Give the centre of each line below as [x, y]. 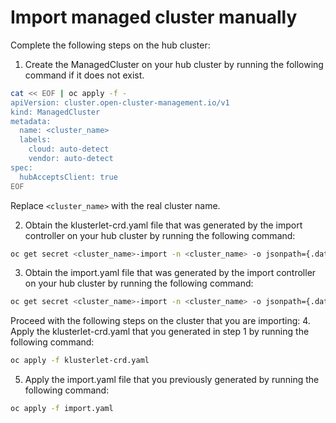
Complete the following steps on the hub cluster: [110, 45]
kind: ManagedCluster [55, 112]
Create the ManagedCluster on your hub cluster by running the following [174, 64]
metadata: [31, 121]
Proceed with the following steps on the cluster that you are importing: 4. [160, 321]
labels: [35, 140]
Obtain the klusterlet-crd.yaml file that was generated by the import [163, 225]
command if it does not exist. [84, 75]
